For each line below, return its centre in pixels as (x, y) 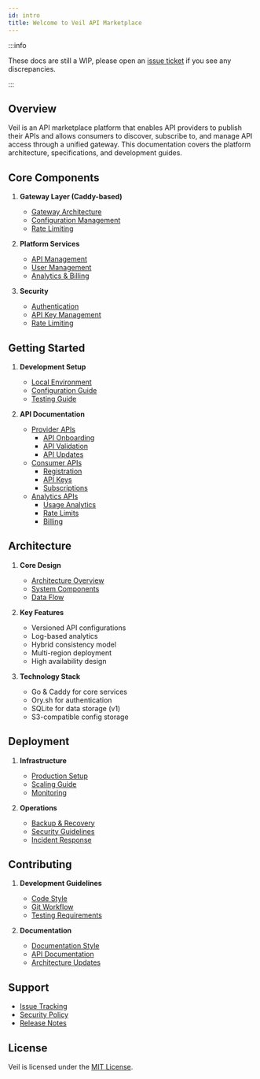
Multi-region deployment (71, 653)
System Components (65, 588)
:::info (17, 45)
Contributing (40, 864)
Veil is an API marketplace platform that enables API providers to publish (125, 128)
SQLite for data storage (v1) (76, 708)
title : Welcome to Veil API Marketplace (75, 23)
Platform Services (49, 244)
